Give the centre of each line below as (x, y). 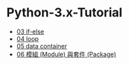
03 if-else (30, 31)
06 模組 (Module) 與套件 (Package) (66, 54)
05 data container (42, 46)
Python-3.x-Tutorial (64, 13)
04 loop (28, 38)
